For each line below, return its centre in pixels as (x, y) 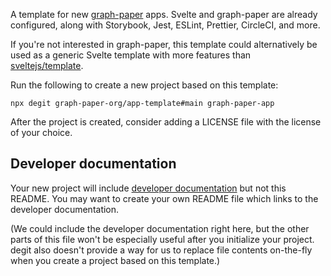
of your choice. (41, 132)
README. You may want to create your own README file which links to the (164, 198)
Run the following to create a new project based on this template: (144, 85)
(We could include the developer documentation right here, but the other (160, 228)
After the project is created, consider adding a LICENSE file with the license (166, 122)
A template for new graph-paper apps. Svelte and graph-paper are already (164, 14)
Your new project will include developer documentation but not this (148, 188)
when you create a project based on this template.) (115, 260)
